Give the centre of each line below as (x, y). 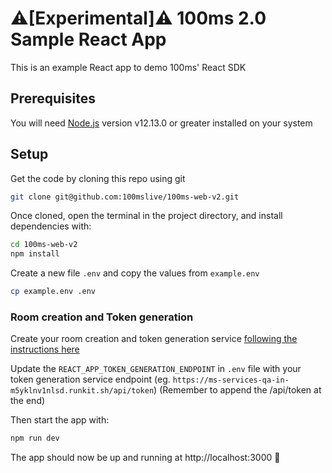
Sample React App (88, 39)
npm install (35, 254)
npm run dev (35, 438)
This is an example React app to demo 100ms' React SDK (128, 67)
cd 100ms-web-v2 (44, 245)
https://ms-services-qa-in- (231, 380)
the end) (28, 401)
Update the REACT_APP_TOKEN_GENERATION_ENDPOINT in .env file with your (156, 369)
